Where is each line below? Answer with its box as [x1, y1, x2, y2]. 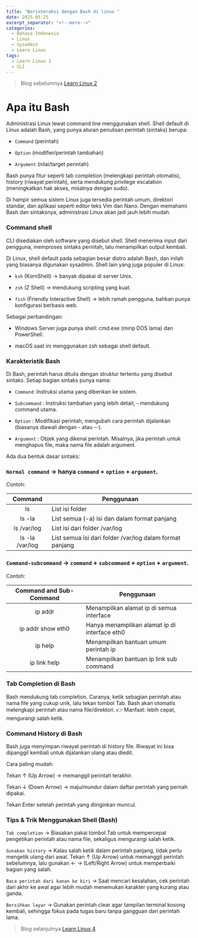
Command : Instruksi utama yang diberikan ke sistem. [14, 388, 137, 395]
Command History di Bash [6, 729, 82, 738]
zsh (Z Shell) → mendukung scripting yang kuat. [14, 284, 131, 291]
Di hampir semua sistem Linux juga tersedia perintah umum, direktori [6, 196, 173, 203]
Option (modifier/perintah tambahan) [14, 149, 104, 157]
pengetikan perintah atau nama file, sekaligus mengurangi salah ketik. [6, 836, 176, 843]
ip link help [29, 658, 60, 667]
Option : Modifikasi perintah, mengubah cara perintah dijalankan [14, 417, 171, 424]
